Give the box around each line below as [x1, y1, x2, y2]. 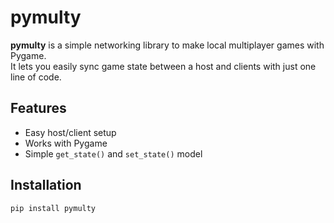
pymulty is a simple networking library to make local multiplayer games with [10, 39, 325, 51]
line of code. [10, 71, 62, 83]
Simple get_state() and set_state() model [24, 147, 203, 160]
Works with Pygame [24, 137, 108, 149]
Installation [10, 177, 82, 194]
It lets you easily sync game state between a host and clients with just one [10, 60, 317, 72]
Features [10, 100, 67, 117]
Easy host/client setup [24, 126, 117, 138]
